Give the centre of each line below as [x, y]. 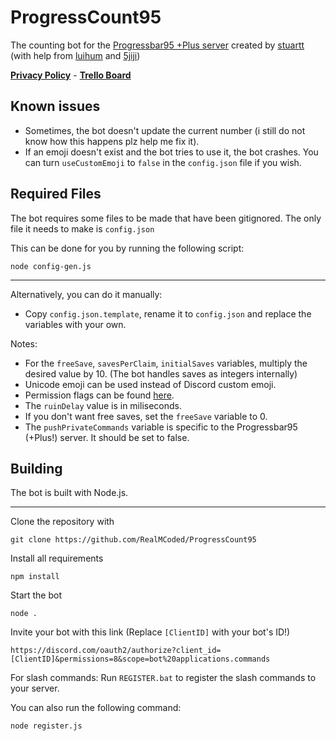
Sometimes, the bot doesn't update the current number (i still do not [165, 130]
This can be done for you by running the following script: [127, 248]
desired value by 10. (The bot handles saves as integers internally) [161, 373]
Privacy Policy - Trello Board [71, 75]
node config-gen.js [51, 266]
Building [36, 468]
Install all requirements [57, 558]
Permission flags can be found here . [99, 395]
